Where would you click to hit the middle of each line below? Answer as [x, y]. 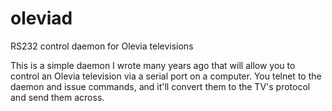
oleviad [41, 18]
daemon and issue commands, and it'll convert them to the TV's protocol [160, 86]
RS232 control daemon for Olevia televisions [102, 46]
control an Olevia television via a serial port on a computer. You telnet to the [166, 76]
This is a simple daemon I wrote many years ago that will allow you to [153, 65]
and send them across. [57, 97]
